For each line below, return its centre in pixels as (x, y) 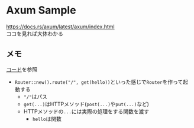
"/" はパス (35, 96)
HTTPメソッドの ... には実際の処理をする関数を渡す (86, 111)
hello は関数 (47, 119)
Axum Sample (41, 10)
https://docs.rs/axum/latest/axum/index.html (60, 27)
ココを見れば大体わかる (35, 34)
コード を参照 (22, 69)
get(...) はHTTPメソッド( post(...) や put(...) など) (86, 104)
